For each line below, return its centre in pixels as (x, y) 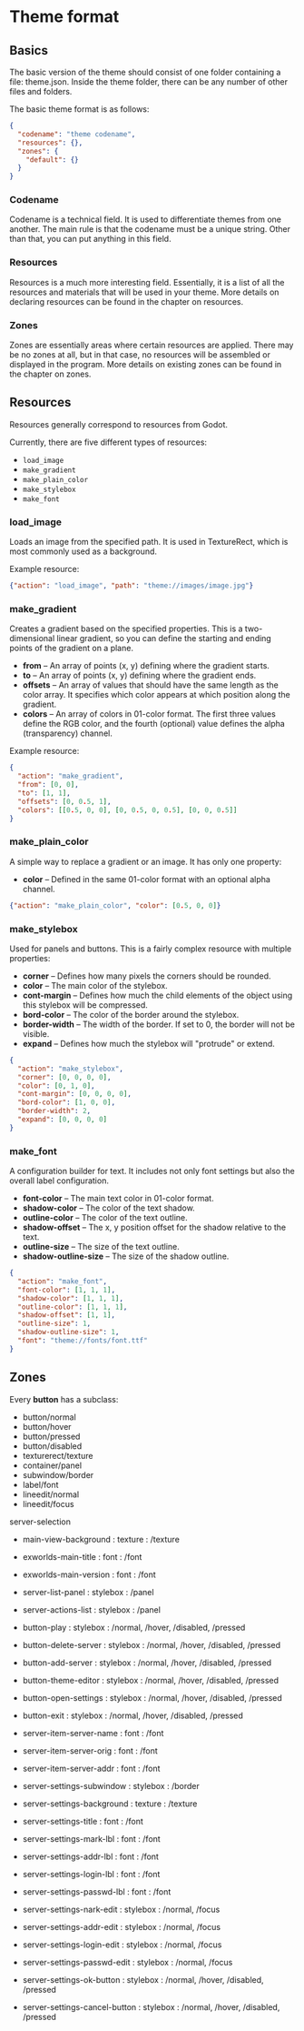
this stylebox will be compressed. (85, 1005)
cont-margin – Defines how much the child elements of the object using (157, 995)
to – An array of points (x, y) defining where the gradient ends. (139, 676)
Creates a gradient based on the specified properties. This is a (126, 628)
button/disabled (52, 1446)
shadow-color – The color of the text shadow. (108, 1208)
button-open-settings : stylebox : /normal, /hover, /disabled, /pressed (152, 1697)
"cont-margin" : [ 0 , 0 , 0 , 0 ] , (74, 1094)
